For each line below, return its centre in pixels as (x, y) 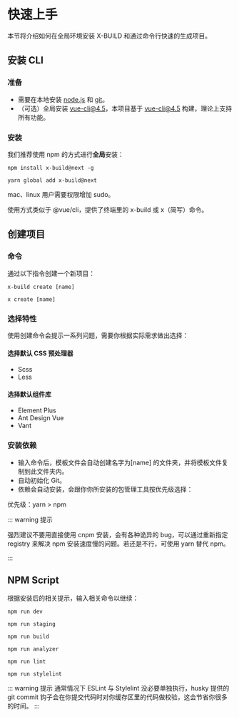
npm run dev (25, 612)
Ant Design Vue (41, 418)
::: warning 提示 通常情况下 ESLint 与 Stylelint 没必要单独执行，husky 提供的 (118, 688)
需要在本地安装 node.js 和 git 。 (63, 99)
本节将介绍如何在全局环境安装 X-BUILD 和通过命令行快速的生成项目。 (110, 36)
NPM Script (33, 580)
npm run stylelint (35, 674)
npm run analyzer (33, 649)
